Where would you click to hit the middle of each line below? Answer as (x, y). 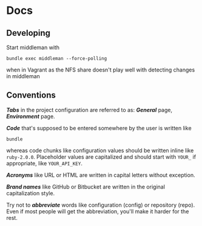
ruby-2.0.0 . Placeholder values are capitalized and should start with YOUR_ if (101, 157)
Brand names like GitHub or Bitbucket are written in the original (86, 187)
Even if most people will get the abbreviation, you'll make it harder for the (98, 211)
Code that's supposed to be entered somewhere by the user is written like (99, 128)
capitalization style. (31, 193)
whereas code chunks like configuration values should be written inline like (100, 150)
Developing (28, 33)
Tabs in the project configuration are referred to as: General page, (89, 110)
